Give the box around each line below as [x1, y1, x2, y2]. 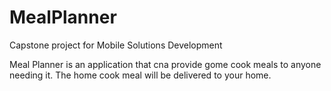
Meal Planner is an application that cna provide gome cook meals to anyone [9, 58, 322, 70]
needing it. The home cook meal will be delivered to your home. [9, 69, 272, 81]
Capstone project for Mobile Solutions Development [9, 39, 223, 51]
